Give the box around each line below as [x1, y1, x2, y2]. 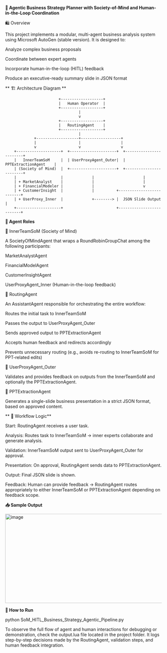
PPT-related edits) [5, 355, 42, 360]
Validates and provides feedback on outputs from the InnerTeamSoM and [5, 373, 155, 379]
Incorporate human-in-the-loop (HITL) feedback [5, 66, 104, 72]
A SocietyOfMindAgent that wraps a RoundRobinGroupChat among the [5, 238, 151, 244]
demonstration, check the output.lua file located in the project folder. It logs [5, 632, 160, 638]
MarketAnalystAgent [5, 253, 47, 259]
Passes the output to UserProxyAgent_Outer [5, 320, 95, 326]
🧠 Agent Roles [5, 219, 35, 224]
